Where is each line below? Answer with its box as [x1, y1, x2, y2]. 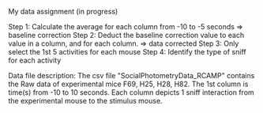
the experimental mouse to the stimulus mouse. [8, 96, 163, 105]
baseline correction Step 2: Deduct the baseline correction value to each [8, 31, 245, 40]
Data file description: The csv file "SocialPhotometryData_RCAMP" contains [8, 71, 255, 80]
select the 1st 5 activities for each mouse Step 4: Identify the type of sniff [8, 47, 246, 56]
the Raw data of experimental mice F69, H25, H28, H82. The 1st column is [8, 79, 249, 89]
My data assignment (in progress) [8, 7, 118, 16]
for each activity [8, 55, 62, 65]
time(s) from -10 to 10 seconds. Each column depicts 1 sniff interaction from [8, 88, 254, 97]
